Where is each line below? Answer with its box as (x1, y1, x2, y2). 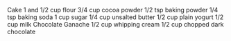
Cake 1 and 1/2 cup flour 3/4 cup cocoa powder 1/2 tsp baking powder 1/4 (7, 6, 219, 14)
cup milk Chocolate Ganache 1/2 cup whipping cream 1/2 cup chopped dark (7, 20, 224, 28)
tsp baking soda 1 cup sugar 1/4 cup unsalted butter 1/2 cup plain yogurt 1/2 (7, 13, 224, 21)
